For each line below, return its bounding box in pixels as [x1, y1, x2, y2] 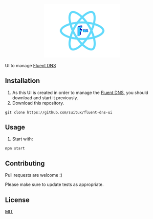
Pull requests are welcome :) [5, 172, 63, 178]
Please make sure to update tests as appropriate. [5, 182, 104, 187]
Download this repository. [12, 100, 65, 106]
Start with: [12, 136, 33, 142]
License [5, 196, 30, 204]
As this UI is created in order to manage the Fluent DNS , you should [12, 90, 149, 95]
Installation [5, 77, 40, 85]
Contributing [5, 159, 45, 167]
